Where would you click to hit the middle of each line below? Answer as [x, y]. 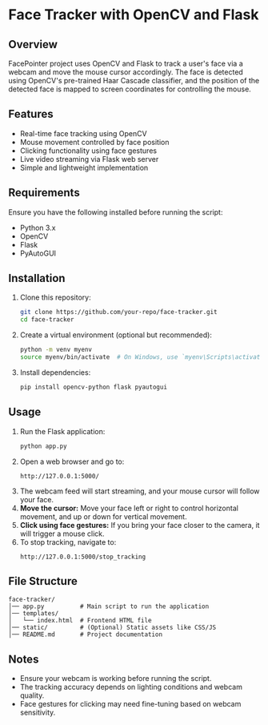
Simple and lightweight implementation [84, 167]
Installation [37, 278]
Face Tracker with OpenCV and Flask [134, 15]
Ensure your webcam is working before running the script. [116, 679]
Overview [33, 44]
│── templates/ [34, 614]
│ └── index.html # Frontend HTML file [80, 621]
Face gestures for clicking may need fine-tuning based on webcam [130, 704]
